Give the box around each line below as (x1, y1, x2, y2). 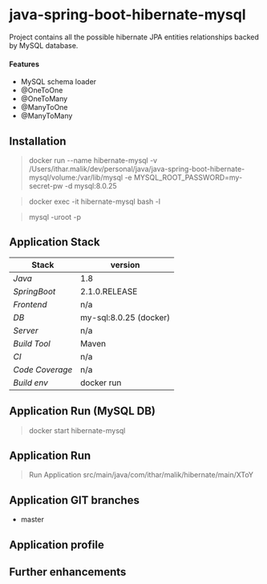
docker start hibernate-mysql (28, 425, 126, 435)
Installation (9, 134, 67, 148)
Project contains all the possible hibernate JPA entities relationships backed (9, 32, 259, 42)
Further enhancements (9, 565, 127, 578)
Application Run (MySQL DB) (9, 404, 156, 418)
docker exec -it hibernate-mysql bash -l (28, 197, 161, 206)
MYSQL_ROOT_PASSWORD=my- (133, 172, 243, 182)
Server (13, 325, 38, 336)
